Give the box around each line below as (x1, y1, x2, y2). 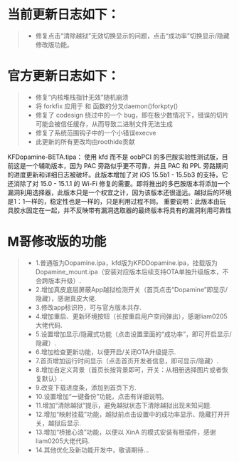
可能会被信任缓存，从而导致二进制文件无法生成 (35, 119, 173, 128)
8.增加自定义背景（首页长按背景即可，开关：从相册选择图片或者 (35, 365, 222, 374)
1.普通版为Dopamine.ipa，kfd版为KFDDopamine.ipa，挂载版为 (35, 258, 218, 267)
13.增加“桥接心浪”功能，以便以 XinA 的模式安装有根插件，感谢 (35, 428, 216, 436)
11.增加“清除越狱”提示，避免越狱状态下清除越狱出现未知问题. (35, 400, 212, 410)
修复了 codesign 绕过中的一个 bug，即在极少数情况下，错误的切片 (35, 110, 229, 119)
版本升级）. (48, 276, 82, 285)
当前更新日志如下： (7, 6, 120, 23)
